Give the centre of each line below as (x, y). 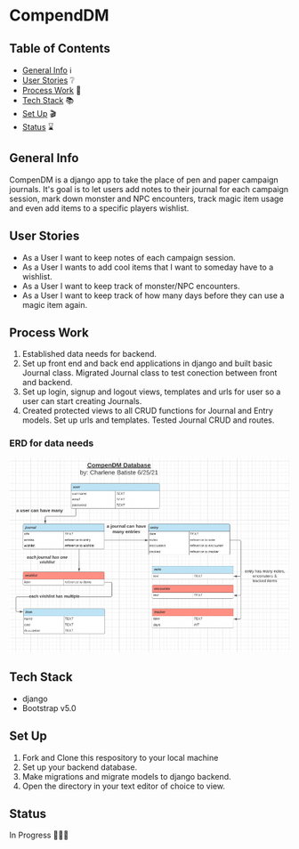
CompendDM (59, 16)
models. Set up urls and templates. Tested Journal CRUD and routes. (148, 420)
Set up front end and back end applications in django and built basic (147, 364)
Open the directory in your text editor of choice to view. (123, 786)
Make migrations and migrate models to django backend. (126, 776)
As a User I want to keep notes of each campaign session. (129, 257)
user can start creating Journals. (82, 401)
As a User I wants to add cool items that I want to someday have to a (148, 267)
